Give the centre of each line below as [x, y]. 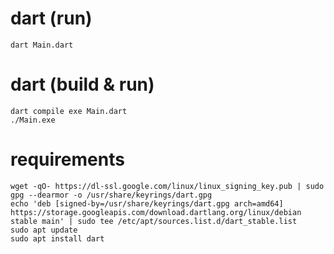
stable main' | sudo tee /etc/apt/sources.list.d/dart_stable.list [154, 221]
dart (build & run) [82, 84]
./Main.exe [33, 120]
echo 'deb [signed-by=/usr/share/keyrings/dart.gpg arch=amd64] [147, 203]
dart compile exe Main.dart [69, 111]
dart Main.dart [42, 45]
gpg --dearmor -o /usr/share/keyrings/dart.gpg [111, 195]
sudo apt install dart [57, 238]
